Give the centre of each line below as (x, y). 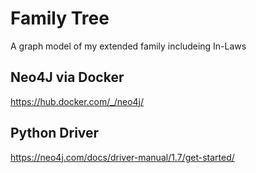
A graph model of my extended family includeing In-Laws (128, 46)
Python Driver (55, 133)
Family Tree (60, 18)
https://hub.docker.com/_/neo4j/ (77, 101)
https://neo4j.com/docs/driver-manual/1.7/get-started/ (122, 157)
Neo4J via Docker (67, 77)
